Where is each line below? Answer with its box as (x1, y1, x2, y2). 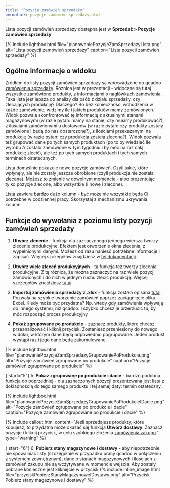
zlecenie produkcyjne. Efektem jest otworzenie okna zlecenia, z (12, 243, 146, 249)
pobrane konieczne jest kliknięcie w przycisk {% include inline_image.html (5, 466, 160, 473)
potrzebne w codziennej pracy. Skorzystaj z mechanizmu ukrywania (5, 196, 148, 202)
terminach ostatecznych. (5, 155, 57, 161)
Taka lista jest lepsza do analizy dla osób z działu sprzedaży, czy (5, 96, 141, 102)
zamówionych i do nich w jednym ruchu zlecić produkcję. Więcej (12, 274, 148, 281)
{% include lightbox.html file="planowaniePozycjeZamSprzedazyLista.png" (5, 41, 162, 47)
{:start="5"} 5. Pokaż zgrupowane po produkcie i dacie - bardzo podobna (5, 373, 161, 379)
